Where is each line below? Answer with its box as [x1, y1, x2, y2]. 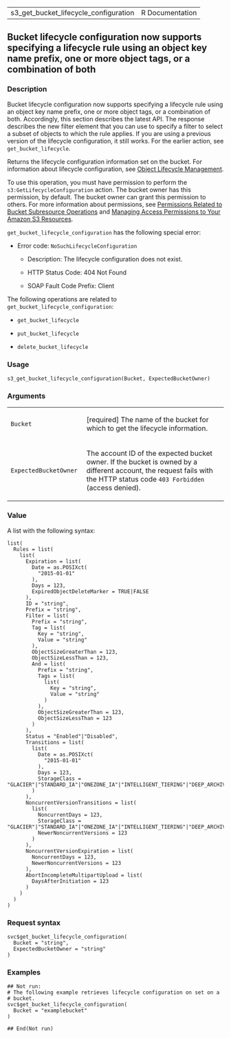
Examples [7, 967, 41, 977]
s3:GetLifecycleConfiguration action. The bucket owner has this [7, 186, 191, 194]
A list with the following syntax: [7, 526, 96, 535]
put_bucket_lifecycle [16, 330, 79, 337]
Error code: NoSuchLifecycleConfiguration [16, 241, 137, 250]
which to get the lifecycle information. [86, 423, 208, 433]
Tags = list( [37, 672, 76, 679]
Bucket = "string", [13, 939, 69, 946]
